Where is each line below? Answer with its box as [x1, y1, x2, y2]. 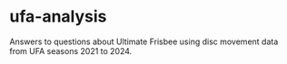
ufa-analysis [9, 6, 107, 27]
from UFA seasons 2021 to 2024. [9, 45, 133, 56]
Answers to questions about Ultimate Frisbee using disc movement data [9, 36, 279, 47]
